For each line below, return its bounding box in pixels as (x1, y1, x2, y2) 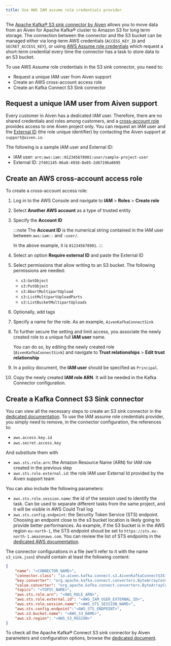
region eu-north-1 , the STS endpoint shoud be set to (13, 528, 123, 534)
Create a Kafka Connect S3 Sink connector (6, 395, 144, 403)
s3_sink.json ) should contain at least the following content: (6, 554, 130, 560)
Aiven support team (13, 475, 55, 482)
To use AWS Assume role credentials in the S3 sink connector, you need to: (6, 64, 163, 70)
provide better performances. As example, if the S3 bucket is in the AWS (13, 522, 165, 528)
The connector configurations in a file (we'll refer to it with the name (6, 548, 148, 555)
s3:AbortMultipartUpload (20, 289, 74, 294)
